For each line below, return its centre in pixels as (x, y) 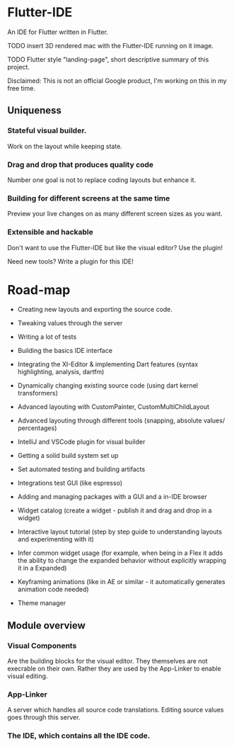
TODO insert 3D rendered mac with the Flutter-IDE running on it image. (111, 45)
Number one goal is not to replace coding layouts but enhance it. (102, 180)
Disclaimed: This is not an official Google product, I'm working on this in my (117, 80)
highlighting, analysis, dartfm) (61, 372)
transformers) (38, 393)
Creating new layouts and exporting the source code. (95, 310)
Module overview (47, 625)
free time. (21, 88)
